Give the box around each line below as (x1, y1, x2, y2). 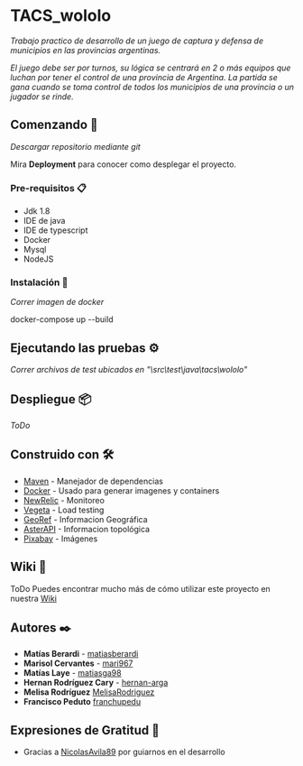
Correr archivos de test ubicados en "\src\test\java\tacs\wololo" (10, 365, 248, 375)
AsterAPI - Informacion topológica (23, 523, 151, 534)
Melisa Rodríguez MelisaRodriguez (23, 687, 155, 697)
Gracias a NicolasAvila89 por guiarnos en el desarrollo (23, 746, 225, 758)
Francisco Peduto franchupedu (23, 697, 142, 707)
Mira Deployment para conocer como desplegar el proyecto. (10, 159, 237, 170)
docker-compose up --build (10, 314, 114, 325)
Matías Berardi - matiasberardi (23, 649, 139, 660)
